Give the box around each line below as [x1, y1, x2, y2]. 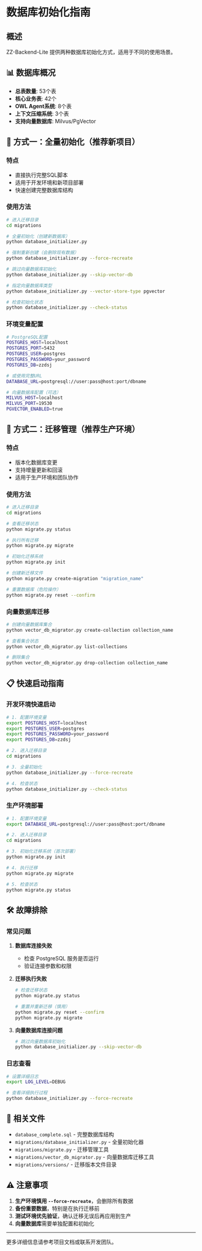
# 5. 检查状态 [6, 881, 38, 888]
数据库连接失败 [14, 942, 52, 950]
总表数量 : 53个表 [14, 87, 57, 94]
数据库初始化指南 [6, 5, 91, 19]
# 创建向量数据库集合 [6, 621, 52, 628]
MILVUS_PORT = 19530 [6, 401, 52, 407]
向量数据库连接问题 [14, 1027, 63, 1034]
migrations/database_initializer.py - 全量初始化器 [14, 1138, 144, 1145]
